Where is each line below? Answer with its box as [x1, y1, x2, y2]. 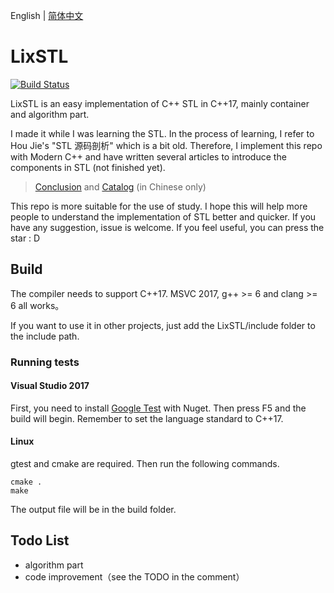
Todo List [10, 532, 70, 549]
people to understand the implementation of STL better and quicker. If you [10, 210, 317, 223]
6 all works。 [10, 299, 65, 311]
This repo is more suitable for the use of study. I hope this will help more [10, 200, 308, 212]
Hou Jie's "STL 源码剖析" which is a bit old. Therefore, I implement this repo [10, 139, 323, 151]
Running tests [10, 355, 80, 369]
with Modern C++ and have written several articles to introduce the [10, 150, 287, 163]
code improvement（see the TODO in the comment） [24, 570, 245, 583]
